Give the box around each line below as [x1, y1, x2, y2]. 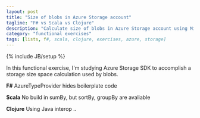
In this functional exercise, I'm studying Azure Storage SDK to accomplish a [6, 64, 192, 72]
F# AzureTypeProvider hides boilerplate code [6, 82, 117, 89]
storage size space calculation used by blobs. [6, 71, 118, 77]
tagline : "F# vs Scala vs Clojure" [6, 20, 95, 26]
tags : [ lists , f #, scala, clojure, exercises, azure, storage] [6, 36, 167, 42]
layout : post [6, 8, 39, 15]
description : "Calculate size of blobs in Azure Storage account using [6, 25, 187, 32]
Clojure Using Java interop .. [6, 105, 77, 112]
